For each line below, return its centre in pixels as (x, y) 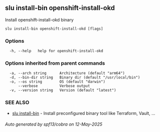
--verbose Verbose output (54, 86)
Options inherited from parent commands (55, 63)
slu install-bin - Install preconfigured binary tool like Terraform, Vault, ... (84, 113)
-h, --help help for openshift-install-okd (56, 51)
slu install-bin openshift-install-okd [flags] (54, 29)
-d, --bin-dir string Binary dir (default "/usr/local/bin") (75, 77)
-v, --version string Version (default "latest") (63, 90)
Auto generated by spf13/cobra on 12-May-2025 (54, 124)
